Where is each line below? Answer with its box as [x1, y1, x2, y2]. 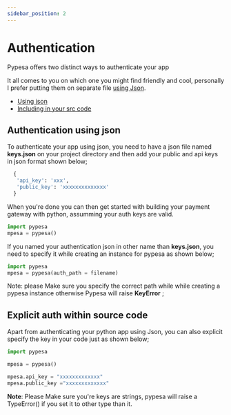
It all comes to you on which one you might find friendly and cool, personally [7, 76, 225, 84]
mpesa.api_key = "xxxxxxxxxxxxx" [7, 373, 103, 380]
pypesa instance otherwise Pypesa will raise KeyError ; [7, 289, 164, 297]
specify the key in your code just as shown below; [7, 335, 150, 343]
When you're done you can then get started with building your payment [7, 202, 210, 211]
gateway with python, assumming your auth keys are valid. [7, 210, 174, 218]
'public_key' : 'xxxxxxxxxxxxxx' [16, 184, 110, 191]
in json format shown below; [7, 157, 88, 166]
